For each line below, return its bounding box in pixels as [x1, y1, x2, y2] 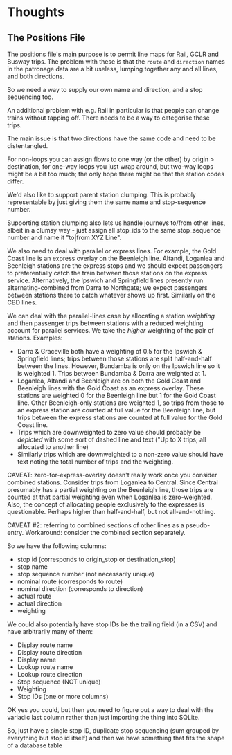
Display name [17, 655, 57, 664]
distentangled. [7, 142, 48, 149]
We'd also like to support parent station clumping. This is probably [7, 191, 196, 199]
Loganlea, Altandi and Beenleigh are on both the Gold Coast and [17, 376, 201, 385]
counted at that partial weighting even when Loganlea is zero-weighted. [7, 493, 213, 501]
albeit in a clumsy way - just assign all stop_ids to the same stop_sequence [7, 226, 222, 234]
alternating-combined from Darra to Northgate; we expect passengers [7, 284, 208, 291]
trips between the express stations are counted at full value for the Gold [17, 413, 223, 421]
